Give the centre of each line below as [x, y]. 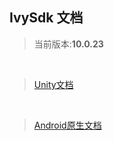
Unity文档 [53, 84]
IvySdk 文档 [46, 18]
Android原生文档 [67, 125]
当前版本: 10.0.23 [68, 44]
